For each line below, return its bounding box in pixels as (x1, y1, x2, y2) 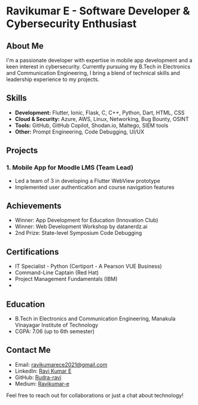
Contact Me (6, 345, 51, 355)
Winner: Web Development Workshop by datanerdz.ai (14, 223, 148, 230)
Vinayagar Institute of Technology (14, 321, 99, 328)
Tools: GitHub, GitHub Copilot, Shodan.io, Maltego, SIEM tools (14, 122, 169, 129)
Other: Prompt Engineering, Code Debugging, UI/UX (14, 128, 145, 135)
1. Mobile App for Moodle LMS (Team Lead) (6, 164, 133, 172)
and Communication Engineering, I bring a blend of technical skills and (6, 69, 181, 76)
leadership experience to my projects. (6, 76, 100, 83)
